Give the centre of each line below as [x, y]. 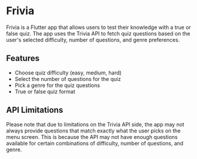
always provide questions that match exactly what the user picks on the [93, 131]
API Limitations [35, 110]
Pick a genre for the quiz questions [57, 85]
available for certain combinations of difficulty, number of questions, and [95, 143]
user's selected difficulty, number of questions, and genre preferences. [93, 40]
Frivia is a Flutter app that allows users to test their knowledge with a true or [98, 27]
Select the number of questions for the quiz [68, 79]
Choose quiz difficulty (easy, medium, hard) [68, 73]
